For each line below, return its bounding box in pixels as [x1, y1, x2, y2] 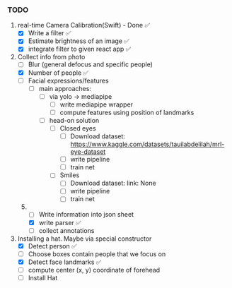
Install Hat [28, 273, 58, 282]
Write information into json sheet [38, 210, 134, 219]
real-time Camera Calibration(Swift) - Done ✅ [17, 21, 151, 30]
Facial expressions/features [28, 76, 109, 85]
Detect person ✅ [28, 241, 77, 250]
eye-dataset [70, 148, 106, 156]
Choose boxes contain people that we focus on [28, 249, 166, 258]
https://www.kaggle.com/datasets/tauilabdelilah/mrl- [70, 140, 225, 149]
